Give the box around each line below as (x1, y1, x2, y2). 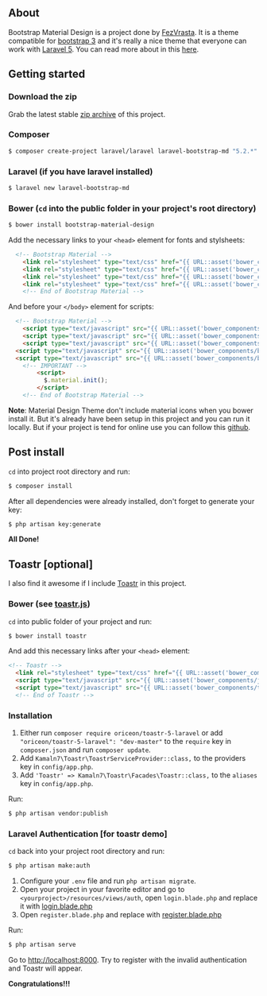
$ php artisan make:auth (8, 862, 91, 870)
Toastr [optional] (8, 557, 94, 571)
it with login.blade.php (19, 901, 93, 911)
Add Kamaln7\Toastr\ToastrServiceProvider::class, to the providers (19, 754, 246, 763)
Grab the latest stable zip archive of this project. (8, 109, 165, 118)
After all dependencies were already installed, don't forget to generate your (8, 496, 255, 506)
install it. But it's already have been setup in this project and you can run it (8, 413, 250, 424)
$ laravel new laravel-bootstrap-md (8, 184, 130, 192)
